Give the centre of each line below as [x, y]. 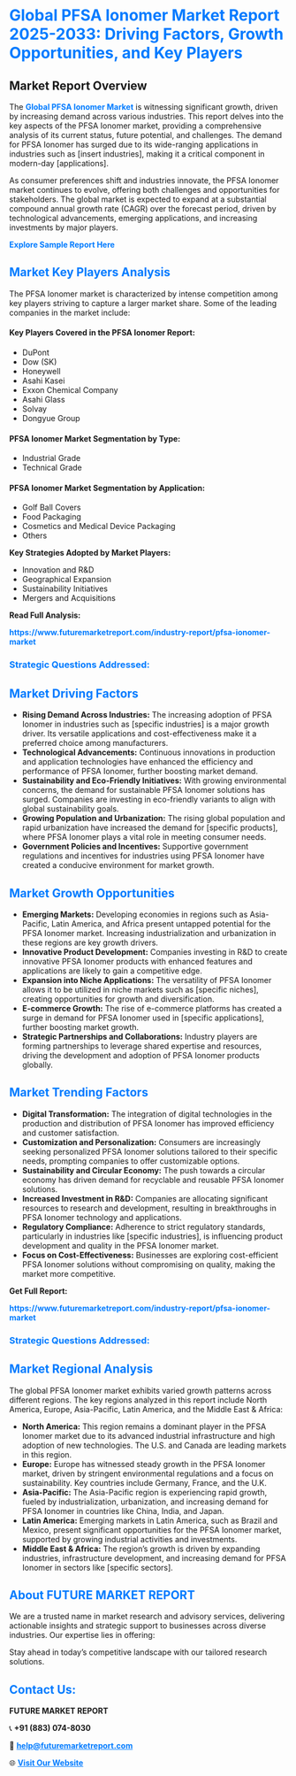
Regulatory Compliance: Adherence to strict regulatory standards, [144, 1226]
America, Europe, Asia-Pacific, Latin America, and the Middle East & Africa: [146, 1409]
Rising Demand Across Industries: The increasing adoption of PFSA [147, 715]
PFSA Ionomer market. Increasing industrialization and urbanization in [149, 933]
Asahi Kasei [43, 381]
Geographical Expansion [67, 580]
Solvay [34, 409]
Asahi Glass [43, 400]
